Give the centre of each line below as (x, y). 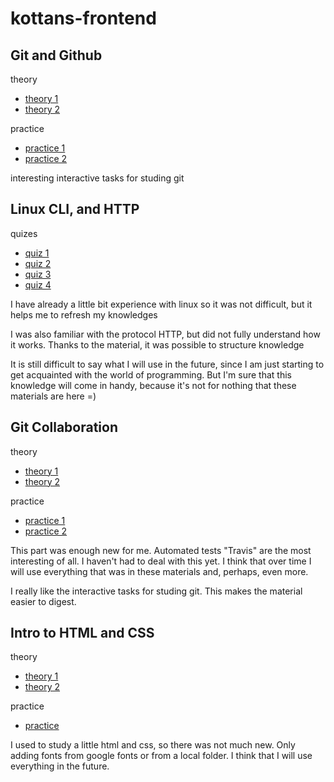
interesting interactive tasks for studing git (97, 178)
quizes (24, 233)
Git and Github (56, 55)
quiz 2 (38, 263)
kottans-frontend (83, 18)
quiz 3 (38, 274)
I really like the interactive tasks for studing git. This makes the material (156, 591)
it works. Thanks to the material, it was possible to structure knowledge (157, 344)
